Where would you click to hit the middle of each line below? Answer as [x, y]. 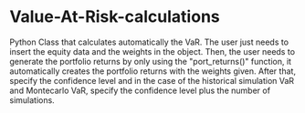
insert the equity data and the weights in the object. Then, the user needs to [152, 51]
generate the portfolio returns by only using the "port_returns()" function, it [151, 61]
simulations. [32, 100]
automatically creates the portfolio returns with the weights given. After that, [153, 71]
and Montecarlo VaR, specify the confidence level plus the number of [140, 90]
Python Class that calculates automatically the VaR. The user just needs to [149, 42]
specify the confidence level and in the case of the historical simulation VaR [152, 80]
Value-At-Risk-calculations [115, 17]
